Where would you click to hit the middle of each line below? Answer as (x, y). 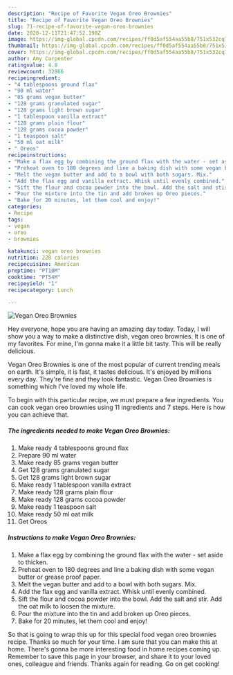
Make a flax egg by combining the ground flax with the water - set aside (120, 555)
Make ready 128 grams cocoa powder (72, 500)
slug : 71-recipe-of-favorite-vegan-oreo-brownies (81, 26)
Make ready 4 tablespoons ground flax (73, 448)
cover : (17, 53)
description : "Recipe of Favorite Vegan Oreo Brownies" (90, 13)
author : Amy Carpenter (40, 59)
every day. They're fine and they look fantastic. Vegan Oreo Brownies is (110, 379)
